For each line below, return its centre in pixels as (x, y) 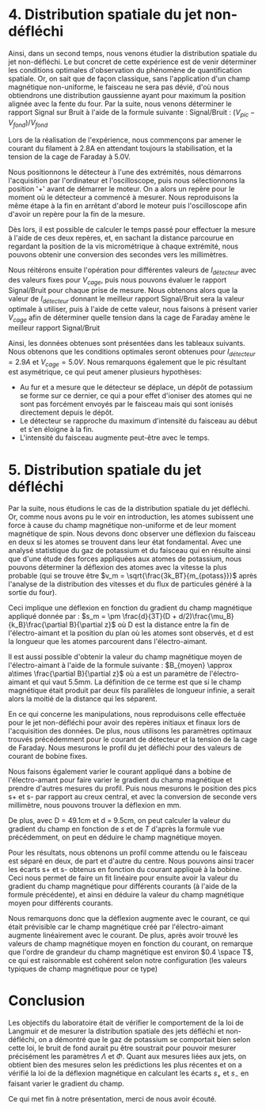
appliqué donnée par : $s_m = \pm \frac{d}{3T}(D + (93, 616)
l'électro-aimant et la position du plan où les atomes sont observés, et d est (131, 633)
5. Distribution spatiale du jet (105, 470)
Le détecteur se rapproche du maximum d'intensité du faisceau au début (139, 421)
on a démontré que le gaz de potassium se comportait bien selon (144, 1040)
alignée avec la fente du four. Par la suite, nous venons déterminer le (120, 104)
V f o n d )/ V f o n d (28, 123)
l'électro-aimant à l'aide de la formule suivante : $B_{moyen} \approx (120, 665)
